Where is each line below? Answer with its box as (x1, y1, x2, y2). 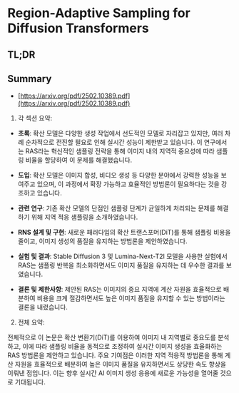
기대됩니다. (14, 378, 46, 387)
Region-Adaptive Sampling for (7, 5, 190, 21)
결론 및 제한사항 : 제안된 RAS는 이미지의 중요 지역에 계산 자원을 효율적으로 (17, 285, 223, 294)
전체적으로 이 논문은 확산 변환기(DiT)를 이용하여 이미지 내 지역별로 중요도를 (7, 333, 216, 342)
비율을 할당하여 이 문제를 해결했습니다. (25, 155, 133, 165)
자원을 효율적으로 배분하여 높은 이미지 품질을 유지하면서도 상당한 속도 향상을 (14, 360, 227, 369)
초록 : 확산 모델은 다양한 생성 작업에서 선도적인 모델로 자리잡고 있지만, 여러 (17, 129, 223, 138)
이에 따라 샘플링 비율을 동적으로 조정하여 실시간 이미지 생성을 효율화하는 (22, 342, 223, 351)
